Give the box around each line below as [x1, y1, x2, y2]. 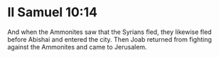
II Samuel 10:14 [7, 4, 98, 21]
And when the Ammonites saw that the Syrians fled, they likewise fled [7, 28, 212, 36]
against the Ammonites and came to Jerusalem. [7, 42, 147, 51]
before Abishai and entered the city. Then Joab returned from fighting [7, 35, 212, 43]
